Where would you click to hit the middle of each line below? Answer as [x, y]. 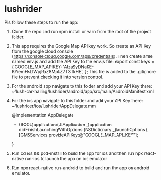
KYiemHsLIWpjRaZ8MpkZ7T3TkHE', [48, 71]
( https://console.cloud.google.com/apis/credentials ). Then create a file [82, 56]
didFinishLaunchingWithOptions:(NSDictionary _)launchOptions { [83, 129]
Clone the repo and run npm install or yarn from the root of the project [81, 31]
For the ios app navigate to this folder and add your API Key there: [77, 100]
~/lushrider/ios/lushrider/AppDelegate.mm [54, 106]
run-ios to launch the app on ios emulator [66, 158]
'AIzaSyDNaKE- [79, 67]
